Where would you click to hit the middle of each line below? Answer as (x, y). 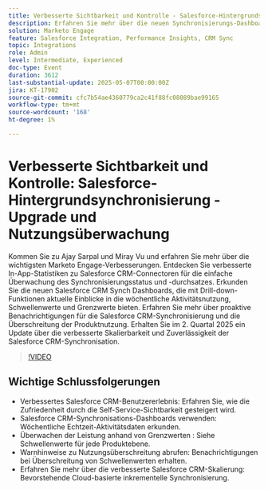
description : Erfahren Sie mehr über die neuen (89, 23)
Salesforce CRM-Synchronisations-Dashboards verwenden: (118, 418)
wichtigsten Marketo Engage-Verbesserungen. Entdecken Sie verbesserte (130, 265)
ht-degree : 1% (32, 120)
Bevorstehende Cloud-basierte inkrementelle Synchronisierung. (124, 477)
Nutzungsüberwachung (89, 235)
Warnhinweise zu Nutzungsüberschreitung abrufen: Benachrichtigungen (139, 452)
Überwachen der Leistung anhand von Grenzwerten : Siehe (117, 435)
